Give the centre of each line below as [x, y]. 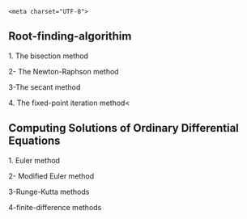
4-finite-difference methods [55, 207]
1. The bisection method [49, 56]
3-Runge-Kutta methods [49, 192]
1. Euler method [34, 160]
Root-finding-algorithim [70, 36]
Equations [34, 141]
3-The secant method [45, 87]
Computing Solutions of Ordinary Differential [123, 128]
